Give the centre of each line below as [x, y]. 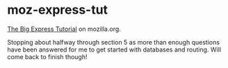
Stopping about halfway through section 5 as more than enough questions [114, 42]
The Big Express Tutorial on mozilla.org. [64, 29]
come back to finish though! [47, 56]
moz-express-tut [58, 10]
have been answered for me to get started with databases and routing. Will [114, 49]
